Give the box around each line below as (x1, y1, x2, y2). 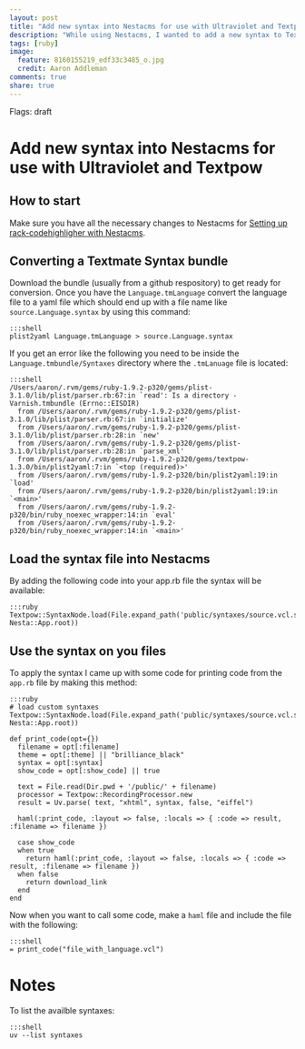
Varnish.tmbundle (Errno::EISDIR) (9, 399, 141, 409)
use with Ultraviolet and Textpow (9, 156, 263, 177)
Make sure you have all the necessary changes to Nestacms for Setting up (9, 217, 288, 228)
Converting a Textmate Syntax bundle (9, 254, 229, 269)
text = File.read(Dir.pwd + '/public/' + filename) (17, 782, 218, 792)
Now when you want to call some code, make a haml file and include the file (9, 910, 292, 921)
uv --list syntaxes (9, 1031, 84, 1040)
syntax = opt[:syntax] (17, 759, 103, 768)
